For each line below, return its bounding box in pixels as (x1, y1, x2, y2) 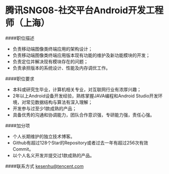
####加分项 (5, 122, 30, 128)
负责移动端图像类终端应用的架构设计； (12, 46, 93, 52)
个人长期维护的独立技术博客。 (12, 133, 75, 140)
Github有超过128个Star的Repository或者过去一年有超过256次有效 (12, 140, 148, 146)
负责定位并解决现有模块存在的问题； (12, 58, 89, 64)
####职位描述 (5, 35, 34, 41)
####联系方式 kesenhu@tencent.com (5, 163, 84, 169)
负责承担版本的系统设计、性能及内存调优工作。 (12, 64, 110, 71)
